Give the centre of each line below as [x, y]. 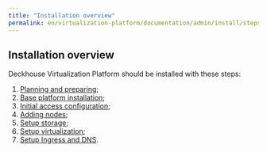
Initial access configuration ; [65, 106]
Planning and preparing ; [59, 89]
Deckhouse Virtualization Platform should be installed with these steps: [124, 74]
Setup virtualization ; [52, 131]
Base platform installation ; [62, 98]
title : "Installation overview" [62, 15]
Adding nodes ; [44, 115]
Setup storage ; [44, 123]
